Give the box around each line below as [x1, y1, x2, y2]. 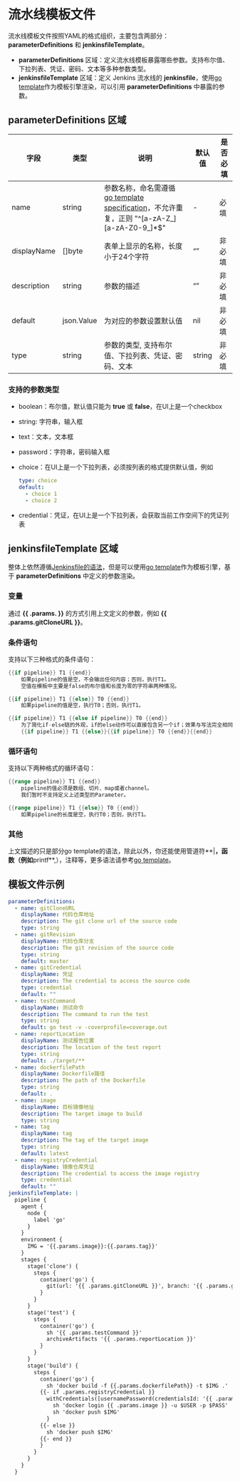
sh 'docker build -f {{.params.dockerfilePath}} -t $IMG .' [46, 1382, 229, 1389]
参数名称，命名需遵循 [103, 183, 176, 193]
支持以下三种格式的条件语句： [8, 654, 95, 664]
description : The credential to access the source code [21, 978, 191, 985]
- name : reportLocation [14, 1030, 85, 1038]
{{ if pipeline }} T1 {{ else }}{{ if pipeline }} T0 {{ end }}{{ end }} [21, 729, 213, 736]
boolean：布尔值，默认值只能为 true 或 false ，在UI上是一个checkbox [18, 402, 223, 411]
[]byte [62, 245, 83, 255]
